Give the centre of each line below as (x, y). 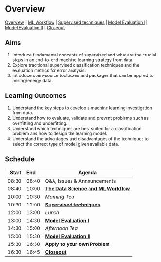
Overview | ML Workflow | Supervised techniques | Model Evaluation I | (76, 22)
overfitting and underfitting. (40, 123)
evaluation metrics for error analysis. (49, 70)
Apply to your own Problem (78, 244)
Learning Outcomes (36, 96)
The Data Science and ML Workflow (88, 189)
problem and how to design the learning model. (59, 133)
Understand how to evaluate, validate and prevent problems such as (80, 118)
